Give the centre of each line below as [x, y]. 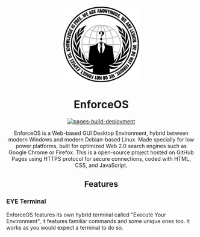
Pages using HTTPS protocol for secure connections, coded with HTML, [101, 158]
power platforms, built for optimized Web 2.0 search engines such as [101, 146]
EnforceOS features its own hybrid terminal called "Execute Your [86, 215]
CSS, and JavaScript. [101, 165]
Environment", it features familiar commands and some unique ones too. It [98, 221]
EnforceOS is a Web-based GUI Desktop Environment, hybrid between [101, 133]
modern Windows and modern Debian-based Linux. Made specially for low [101, 139]
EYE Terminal [26, 201]
